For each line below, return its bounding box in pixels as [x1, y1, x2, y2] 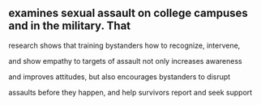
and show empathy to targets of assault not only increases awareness [8, 56, 242, 65]
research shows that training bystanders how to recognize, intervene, [8, 40, 241, 50]
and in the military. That [8, 19, 131, 33]
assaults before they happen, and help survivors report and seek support [8, 87, 253, 97]
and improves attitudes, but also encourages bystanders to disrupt [8, 72, 231, 82]
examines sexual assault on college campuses [8, 6, 249, 20]
